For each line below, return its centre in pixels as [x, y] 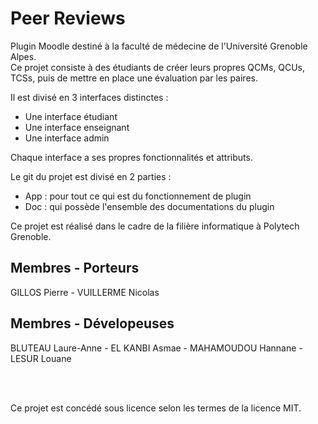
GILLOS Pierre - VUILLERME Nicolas [85, 292]
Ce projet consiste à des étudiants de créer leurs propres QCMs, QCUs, [158, 67]
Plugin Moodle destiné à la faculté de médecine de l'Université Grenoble [159, 46]
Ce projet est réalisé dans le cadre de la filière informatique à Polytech [155, 226]
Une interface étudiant [71, 116]
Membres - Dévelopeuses [92, 323]
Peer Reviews [68, 18]
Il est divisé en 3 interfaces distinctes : [89, 97]
